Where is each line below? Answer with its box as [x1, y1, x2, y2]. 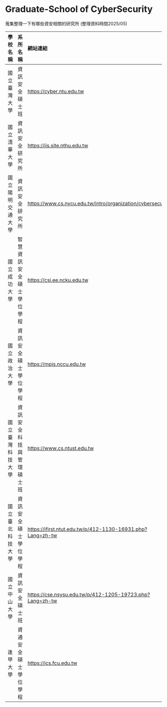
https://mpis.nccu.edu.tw [27, 360, 86, 367]
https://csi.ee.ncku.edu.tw [27, 277, 88, 283]
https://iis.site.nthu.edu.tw [27, 142, 88, 149]
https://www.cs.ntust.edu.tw [27, 444, 94, 451]
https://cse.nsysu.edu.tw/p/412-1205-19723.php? [27, 591, 150, 598]
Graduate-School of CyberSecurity [5, 3, 153, 15]
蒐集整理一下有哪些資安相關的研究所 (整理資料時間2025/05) [5, 20, 128, 26]
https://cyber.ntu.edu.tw [27, 88, 84, 95]
